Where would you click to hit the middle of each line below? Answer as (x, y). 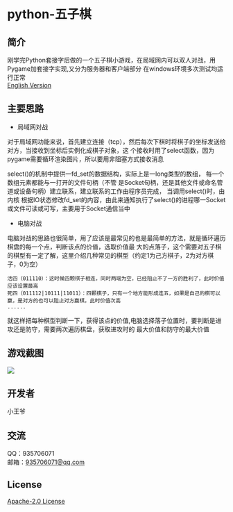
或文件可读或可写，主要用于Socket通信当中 (69, 208)
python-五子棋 (49, 14)
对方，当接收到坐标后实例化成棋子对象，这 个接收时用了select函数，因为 (111, 150)
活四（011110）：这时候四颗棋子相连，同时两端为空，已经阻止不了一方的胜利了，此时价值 (116, 279)
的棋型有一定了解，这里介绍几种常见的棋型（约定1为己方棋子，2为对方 (107, 255)
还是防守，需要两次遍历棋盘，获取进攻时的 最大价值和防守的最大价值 (111, 329)
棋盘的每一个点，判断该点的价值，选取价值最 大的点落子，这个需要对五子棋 (114, 247)
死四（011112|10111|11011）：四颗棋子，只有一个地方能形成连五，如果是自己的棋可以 (114, 293)
